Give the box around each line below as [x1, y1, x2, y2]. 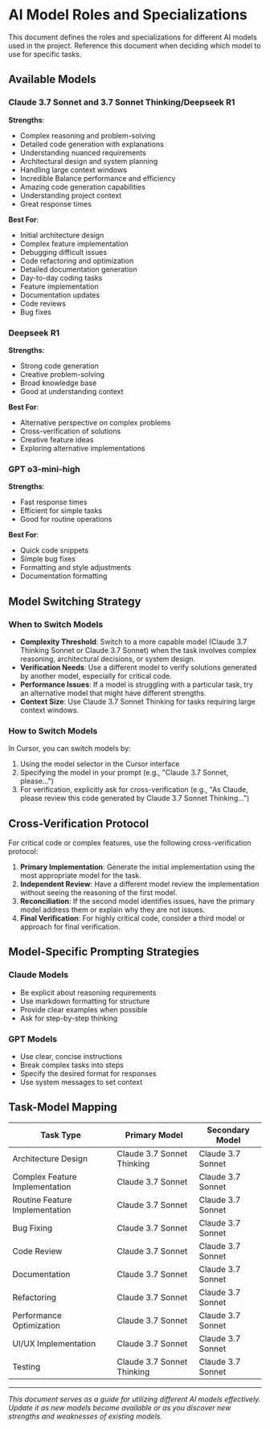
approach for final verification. [19, 922, 121, 932]
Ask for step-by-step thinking [19, 1013, 118, 1023]
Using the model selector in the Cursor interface [19, 759, 180, 769]
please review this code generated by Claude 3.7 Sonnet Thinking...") [19, 794, 250, 803]
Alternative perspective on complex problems [19, 417, 171, 427]
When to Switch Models [8, 618, 104, 630]
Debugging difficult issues [19, 247, 107, 257]
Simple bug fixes [19, 554, 76, 564]
